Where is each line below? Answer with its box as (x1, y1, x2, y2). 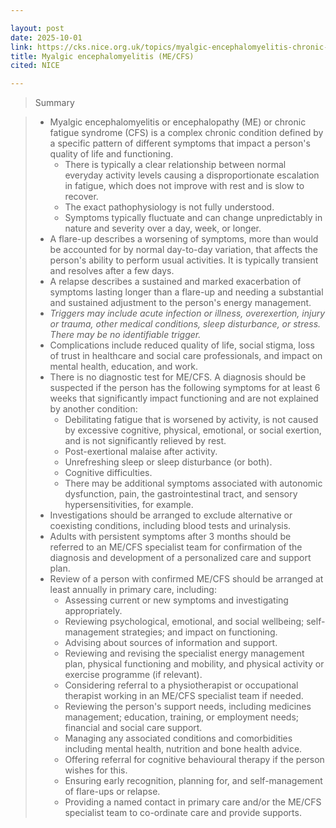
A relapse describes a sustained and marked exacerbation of (49, 276, 302, 288)
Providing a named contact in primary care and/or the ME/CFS (64, 796, 322, 808)
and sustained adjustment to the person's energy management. (49, 297, 312, 309)
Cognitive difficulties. (64, 467, 153, 479)
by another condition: (49, 403, 138, 415)
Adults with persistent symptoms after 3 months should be (49, 531, 292, 543)
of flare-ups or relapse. (64, 786, 161, 798)
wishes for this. (64, 764, 128, 776)
